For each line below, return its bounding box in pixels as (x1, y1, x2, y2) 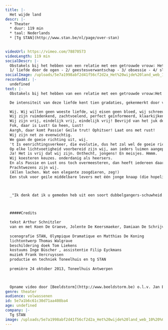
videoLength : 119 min (5, 54, 50, 59)
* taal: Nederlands (9, 31, 50, 36)
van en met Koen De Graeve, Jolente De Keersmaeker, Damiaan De (9, 224, 146, 229)
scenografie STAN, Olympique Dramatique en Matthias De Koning (9, 234, 144, 239)
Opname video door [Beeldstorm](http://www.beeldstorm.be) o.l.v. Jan (9, 284, 160, 289)
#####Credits (9, 211, 37, 216)
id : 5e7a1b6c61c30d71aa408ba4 (5, 298, 68, 303)
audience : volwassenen (5, 294, 52, 299)
